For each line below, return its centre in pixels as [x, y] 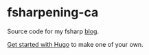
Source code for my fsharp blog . [53, 31]
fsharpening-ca [53, 13]
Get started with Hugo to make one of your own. [75, 44]
